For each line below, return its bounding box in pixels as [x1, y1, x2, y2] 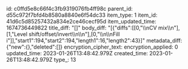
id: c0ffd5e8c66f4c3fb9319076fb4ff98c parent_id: [6, 5, 133, 12]
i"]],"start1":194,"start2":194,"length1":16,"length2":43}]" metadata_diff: [6, 37, 183, 44]
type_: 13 [53, 56, 76, 63]
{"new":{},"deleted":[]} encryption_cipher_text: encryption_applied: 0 [6, 43, 178, 50]
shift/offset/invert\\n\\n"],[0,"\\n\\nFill [29, 31, 120, 38]
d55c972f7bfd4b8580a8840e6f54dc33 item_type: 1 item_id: [6, 11, 158, 19]
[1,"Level [6, 31, 28, 38]
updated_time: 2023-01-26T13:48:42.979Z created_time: [6, 50, 149, 56]
